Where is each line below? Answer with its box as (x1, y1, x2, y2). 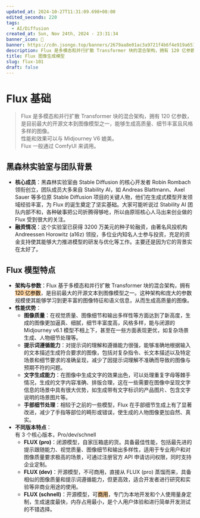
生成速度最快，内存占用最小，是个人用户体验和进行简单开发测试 (34, 498, 191, 505)
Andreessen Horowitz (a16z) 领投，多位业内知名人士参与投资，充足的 (14, 231, 185, 238)
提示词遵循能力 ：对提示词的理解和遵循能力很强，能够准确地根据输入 (23, 341, 191, 349)
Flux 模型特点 (6, 265, 56, 275)
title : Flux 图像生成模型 (6, 53, 65, 59)
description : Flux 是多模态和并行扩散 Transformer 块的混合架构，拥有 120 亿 (6, 48, 186, 54)
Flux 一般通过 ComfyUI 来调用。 (20, 143, 99, 150)
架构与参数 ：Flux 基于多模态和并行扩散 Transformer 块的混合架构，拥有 (14, 282, 190, 289)
